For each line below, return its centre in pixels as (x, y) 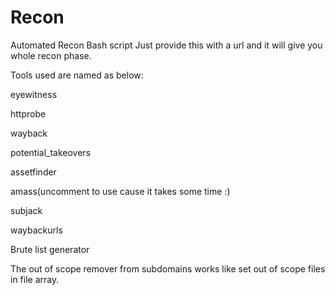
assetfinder (33, 172)
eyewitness (34, 94)
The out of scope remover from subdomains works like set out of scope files (168, 268)
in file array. (35, 279)
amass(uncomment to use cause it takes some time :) (120, 191)
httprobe (28, 113)
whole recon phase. (51, 55)
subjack (26, 210)
